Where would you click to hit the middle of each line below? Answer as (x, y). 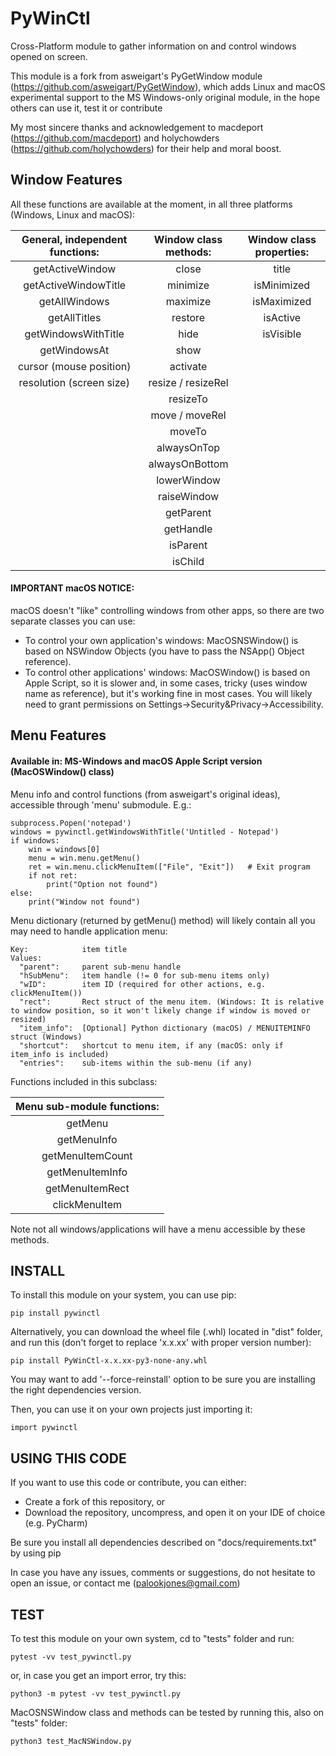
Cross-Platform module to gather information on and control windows (153, 46)
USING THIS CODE (68, 1458)
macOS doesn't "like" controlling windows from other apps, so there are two (167, 610)
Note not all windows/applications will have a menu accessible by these (158, 1229)
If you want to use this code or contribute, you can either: (128, 1483)
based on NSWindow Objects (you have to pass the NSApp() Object (164, 651)
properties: (282, 252)
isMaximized (282, 301)
